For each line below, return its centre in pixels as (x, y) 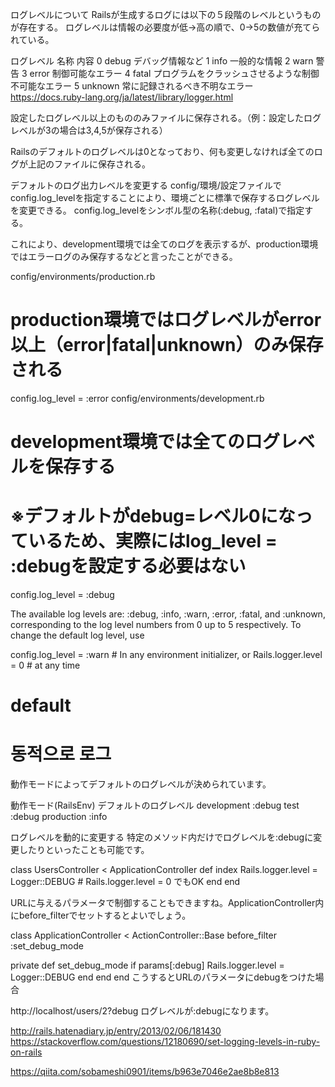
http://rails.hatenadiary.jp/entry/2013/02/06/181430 (116, 1031)
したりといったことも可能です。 (84, 850)
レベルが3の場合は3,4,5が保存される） (89, 130)
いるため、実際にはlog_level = (153, 541)
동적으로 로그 (61, 754)
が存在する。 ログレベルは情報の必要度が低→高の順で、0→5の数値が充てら (165, 27)
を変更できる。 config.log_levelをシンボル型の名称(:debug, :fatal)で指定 (157, 210)
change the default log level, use (77, 635)
